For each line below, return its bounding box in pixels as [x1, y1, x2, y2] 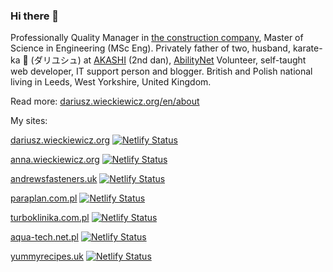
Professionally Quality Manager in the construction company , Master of [10, 32, 304, 44]
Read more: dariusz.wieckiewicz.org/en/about [10, 95, 200, 108]
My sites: [10, 115, 48, 127]
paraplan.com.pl [10, 192, 78, 204]
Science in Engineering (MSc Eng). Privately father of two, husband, [10, 42, 291, 54]
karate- [292, 42, 323, 54]
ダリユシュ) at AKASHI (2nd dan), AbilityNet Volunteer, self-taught [33, 54, 307, 66]
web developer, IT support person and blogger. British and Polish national [10, 65, 313, 78]
